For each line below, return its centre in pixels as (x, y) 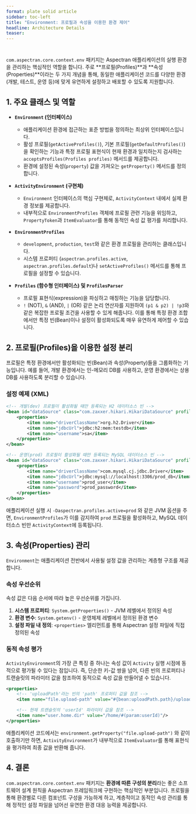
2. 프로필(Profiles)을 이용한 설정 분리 (69, 348)
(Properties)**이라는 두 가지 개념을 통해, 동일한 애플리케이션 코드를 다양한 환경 (96, 74)
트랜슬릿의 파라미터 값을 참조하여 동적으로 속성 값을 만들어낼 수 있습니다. (88, 677)
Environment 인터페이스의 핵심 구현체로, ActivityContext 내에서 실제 (102, 198)
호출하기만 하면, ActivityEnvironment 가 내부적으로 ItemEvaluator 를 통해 (90, 740)
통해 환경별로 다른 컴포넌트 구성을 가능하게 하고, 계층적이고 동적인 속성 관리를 (94, 797)
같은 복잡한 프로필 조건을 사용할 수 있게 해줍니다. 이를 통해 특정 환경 (100, 313)
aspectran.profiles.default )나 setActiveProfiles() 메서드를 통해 (101, 266)
